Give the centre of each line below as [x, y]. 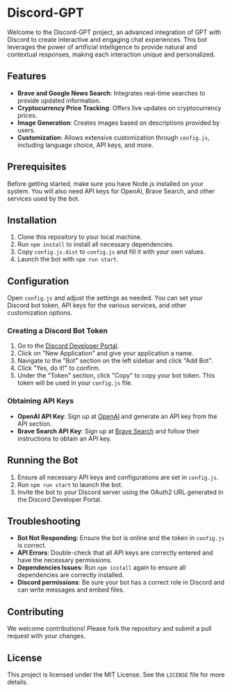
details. [18, 682]
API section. [34, 424]
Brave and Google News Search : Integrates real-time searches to [111, 93]
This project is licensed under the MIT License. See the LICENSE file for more [116, 675]
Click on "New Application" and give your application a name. [105, 353]
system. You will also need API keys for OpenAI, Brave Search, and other [111, 191]
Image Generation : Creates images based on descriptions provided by [118, 123]
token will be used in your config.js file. [75, 383]
